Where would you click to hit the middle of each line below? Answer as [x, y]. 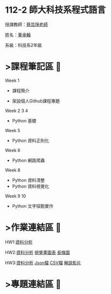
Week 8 [13, 170]
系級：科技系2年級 [24, 45]
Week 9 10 [16, 196]
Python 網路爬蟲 [28, 160]
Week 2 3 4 [17, 111]
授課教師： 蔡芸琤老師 [26, 24]
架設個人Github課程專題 [36, 101]
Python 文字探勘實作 [33, 206]
